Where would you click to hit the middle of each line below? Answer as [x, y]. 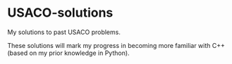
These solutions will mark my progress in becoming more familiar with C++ [116, 45]
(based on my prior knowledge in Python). [68, 53]
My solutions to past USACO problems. [64, 32]
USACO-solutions [60, 13]
